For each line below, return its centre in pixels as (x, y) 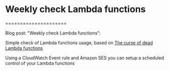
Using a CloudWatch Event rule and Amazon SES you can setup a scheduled (85, 58)
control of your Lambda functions (40, 63)
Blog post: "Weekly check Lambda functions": (53, 33)
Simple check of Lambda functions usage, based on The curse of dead (79, 43)
